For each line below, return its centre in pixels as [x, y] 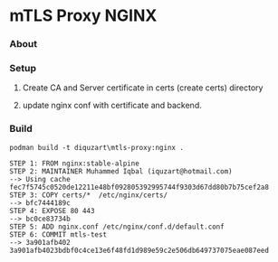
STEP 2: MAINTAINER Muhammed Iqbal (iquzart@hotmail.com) [121, 171]
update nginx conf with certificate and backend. [112, 106]
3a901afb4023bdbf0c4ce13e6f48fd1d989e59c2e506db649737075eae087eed [139, 250]
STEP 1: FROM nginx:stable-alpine [75, 164]
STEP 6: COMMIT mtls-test [58, 234]
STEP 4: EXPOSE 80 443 [52, 211]
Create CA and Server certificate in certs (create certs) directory [143, 88]
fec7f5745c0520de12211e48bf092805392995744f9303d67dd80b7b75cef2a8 [139, 187]
